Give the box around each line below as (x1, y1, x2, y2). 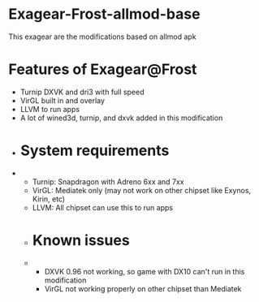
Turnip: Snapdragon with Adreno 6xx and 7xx (32, 176, 184, 187)
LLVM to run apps (19, 104, 80, 114)
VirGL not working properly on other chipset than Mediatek (44, 283, 242, 293)
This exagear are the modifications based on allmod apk (8, 32, 196, 41)
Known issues (32, 231, 130, 249)
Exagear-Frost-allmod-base (8, 5, 201, 24)
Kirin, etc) (32, 194, 66, 204)
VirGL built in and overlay (19, 95, 106, 106)
